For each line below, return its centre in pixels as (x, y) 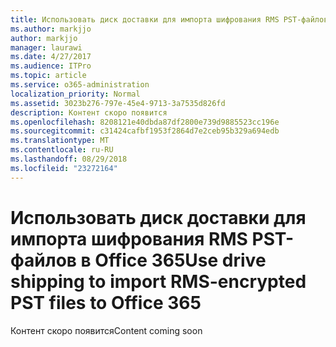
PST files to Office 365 (106, 302)
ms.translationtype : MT (60, 141)
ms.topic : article (48, 76)
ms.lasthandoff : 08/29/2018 (69, 159)
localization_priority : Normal (75, 94)
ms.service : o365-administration (80, 85)
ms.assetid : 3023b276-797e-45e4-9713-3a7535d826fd (118, 103)
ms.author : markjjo (51, 29)
